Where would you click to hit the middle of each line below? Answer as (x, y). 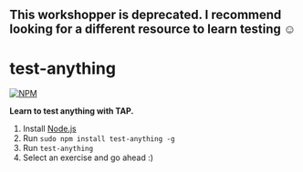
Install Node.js (49, 129)
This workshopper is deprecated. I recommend (146, 15)
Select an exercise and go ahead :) (88, 157)
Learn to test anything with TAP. (72, 111)
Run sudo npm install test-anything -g (99, 138)
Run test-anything (58, 148)
